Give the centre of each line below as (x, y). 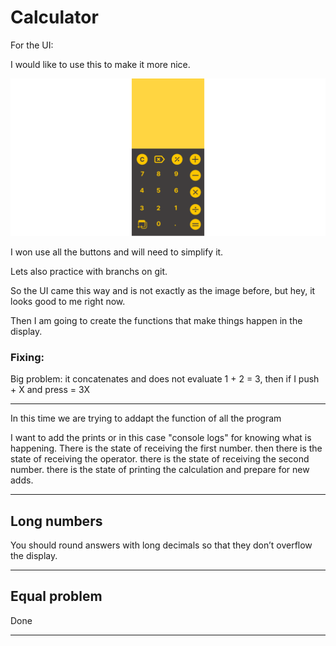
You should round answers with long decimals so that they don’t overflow (161, 545)
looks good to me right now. (68, 301)
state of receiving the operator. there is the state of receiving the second (160, 459)
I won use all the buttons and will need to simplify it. (117, 252)
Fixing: (27, 357)
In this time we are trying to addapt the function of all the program (146, 418)
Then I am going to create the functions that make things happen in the (156, 320)
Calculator (54, 17)
